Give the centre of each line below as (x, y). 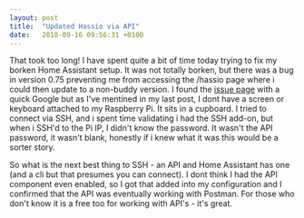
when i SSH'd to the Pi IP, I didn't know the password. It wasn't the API (142, 128)
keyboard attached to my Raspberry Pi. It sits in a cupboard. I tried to (138, 109)
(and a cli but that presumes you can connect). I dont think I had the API (144, 174)
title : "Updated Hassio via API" (75, 26)
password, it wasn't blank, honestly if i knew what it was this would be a (144, 138)
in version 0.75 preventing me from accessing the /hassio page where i (142, 80)
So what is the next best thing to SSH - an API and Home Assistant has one (150, 165)
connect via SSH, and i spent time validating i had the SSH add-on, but (142, 118)
